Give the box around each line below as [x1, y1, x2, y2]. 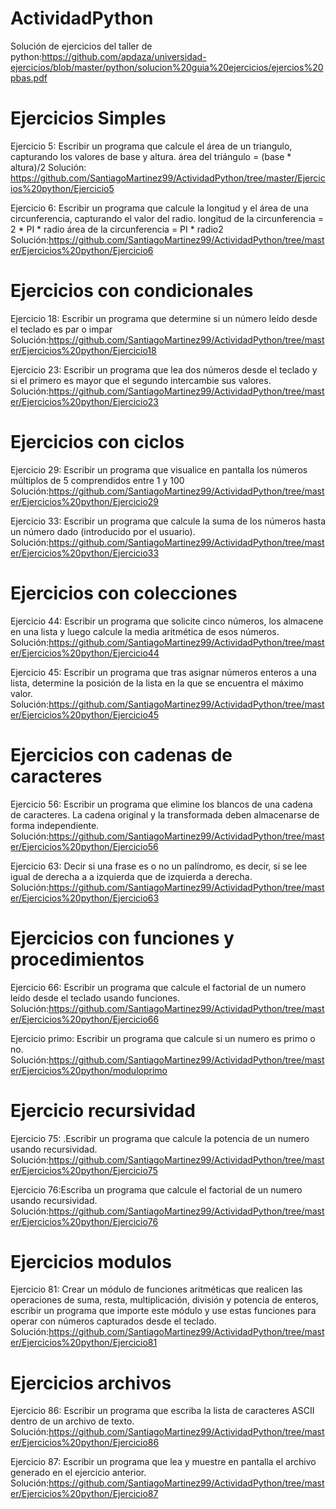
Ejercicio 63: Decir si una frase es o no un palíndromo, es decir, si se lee [10, 860, 308, 872]
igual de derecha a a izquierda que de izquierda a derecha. [10, 870, 253, 882]
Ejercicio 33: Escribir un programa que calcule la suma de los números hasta [10, 515, 327, 527]
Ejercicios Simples [10, 107, 167, 130]
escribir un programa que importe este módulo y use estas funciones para [10, 1305, 317, 1317]
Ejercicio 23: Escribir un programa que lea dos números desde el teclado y [10, 363, 318, 376]
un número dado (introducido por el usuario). [10, 525, 196, 537]
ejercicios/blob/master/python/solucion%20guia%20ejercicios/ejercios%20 [10, 61, 324, 73]
